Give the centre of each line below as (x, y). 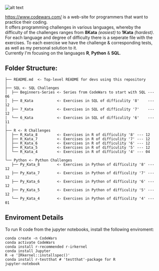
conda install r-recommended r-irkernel (46, 247)
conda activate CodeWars (30, 242)
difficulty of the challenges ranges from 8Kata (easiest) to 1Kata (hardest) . (80, 32)
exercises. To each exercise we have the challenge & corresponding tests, (79, 43)
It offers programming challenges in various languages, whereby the (73, 27)
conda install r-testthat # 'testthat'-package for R (60, 259)
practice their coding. (26, 22)
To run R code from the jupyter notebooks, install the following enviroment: (79, 229)
